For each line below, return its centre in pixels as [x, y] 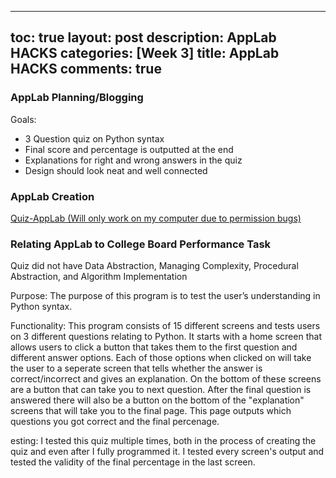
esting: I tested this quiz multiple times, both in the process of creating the [163, 441]
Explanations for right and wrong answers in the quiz [133, 160]
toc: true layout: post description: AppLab [143, 37]
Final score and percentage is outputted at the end [129, 149]
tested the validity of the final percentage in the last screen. [133, 462]
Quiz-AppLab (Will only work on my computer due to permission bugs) [156, 218]
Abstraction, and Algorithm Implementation [99, 277]
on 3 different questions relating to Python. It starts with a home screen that [166, 337]
